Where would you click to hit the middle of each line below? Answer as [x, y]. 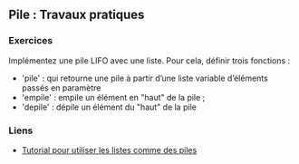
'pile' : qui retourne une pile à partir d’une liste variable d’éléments [145, 78]
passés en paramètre [61, 87]
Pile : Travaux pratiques [77, 15]
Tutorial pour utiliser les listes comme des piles [109, 150]
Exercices [31, 41]
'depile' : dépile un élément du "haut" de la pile [109, 107]
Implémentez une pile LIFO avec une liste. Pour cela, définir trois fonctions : [149, 60]
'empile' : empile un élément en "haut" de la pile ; [113, 97]
